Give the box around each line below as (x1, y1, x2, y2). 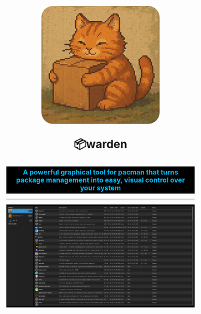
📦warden (74, 137, 127, 151)
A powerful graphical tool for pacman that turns (23, 168, 178, 176)
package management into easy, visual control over (16, 176, 185, 184)
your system (80, 184, 121, 192)
